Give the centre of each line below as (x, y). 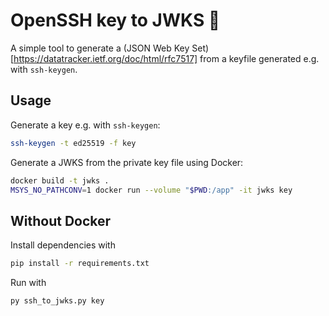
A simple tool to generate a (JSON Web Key (100, 48)
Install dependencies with (63, 245)
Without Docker (61, 220)
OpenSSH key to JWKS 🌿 (115, 20)
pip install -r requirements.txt (80, 264)
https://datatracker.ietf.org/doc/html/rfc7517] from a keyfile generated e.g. (166, 58)
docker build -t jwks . (60, 180)
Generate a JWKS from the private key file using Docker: (127, 162)
